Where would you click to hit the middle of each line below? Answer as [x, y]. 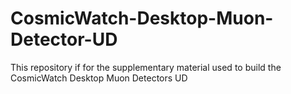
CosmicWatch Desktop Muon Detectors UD [99, 78]
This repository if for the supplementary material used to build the [146, 67]
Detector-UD [64, 39]
